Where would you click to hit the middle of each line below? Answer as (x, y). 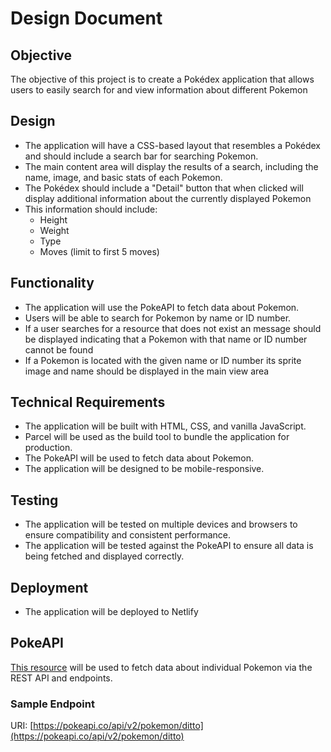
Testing (34, 500)
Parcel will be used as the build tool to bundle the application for (157, 437)
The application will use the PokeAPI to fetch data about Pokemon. (162, 307)
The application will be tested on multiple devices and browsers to (161, 524)
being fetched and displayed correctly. (104, 556)
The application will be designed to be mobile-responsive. (144, 469)
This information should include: (91, 209)
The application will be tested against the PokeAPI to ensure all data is (169, 546)
